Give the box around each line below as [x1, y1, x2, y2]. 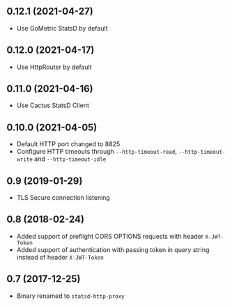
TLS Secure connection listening [16, 194, 111, 202]
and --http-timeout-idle [33, 155, 107, 163]
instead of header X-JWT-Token [16, 253, 104, 261]
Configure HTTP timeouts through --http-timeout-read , [16, 148, 177, 156]
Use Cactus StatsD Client [16, 101, 90, 110]
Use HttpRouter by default [16, 63, 92, 71]
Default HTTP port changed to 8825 [16, 140, 121, 148]
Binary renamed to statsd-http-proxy [16, 292, 125, 300]
